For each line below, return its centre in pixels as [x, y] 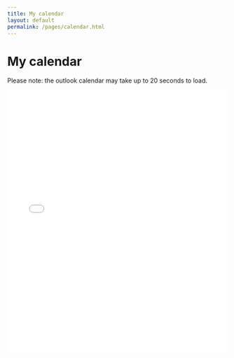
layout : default [31, 20]
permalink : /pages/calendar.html [56, 27]
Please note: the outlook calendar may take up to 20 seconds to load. [108, 80]
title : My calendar [36, 14]
